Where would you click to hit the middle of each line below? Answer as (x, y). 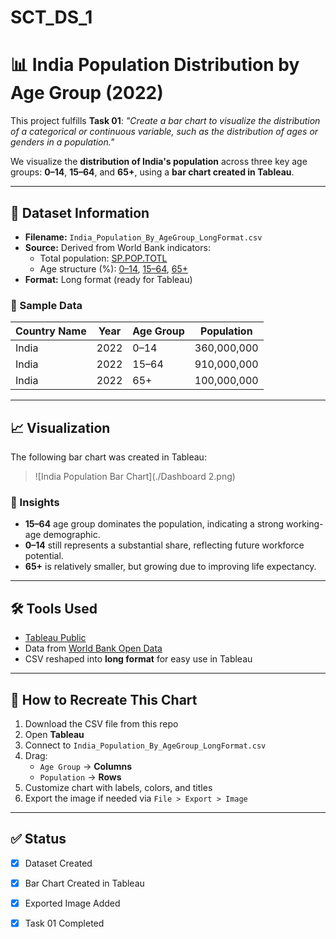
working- (305, 524)
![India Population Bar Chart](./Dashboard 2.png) (135, 477)
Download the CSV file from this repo (101, 723)
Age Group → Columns (86, 766)
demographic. (72, 535)
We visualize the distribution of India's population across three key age (159, 162)
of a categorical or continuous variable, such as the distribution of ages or (164, 132)
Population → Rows (80, 777)
